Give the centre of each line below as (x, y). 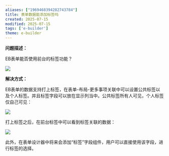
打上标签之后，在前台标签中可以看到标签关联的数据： (60, 122)
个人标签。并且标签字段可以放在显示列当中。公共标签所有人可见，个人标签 (87, 96)
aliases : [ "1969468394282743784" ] (41, 10)
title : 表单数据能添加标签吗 (32, 15)
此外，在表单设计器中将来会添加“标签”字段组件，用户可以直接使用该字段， (82, 142)
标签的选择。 (23, 148)
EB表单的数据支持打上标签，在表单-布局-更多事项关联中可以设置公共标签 (80, 89)
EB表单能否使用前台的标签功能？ (39, 59)
